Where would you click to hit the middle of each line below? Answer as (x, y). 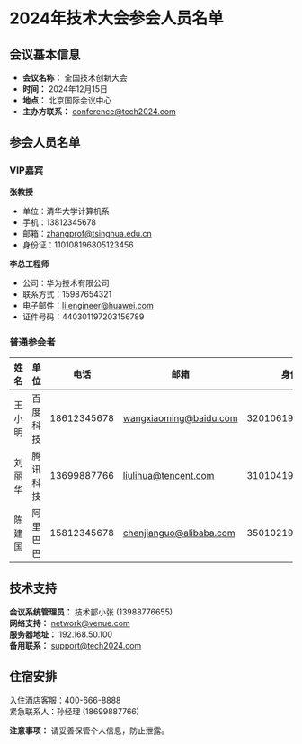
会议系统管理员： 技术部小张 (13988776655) (91, 612)
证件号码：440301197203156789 (83, 317)
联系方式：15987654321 (67, 294)
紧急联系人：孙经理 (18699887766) (75, 711)
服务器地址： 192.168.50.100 (61, 634)
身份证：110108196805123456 (78, 245)
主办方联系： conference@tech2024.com (99, 112)
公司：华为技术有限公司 (66, 282)
